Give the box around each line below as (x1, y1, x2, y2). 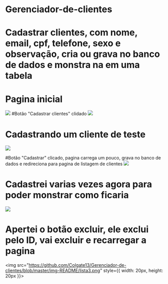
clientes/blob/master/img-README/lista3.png (5, 268, 100, 274)
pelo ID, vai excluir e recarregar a (5, 235, 147, 246)
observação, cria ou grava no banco (5, 48, 160, 60)
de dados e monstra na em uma (5, 59, 140, 71)
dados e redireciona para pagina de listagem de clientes (5, 161, 123, 167)
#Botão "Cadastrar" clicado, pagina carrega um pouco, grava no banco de (5, 155, 161, 161)
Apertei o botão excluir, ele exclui (5, 224, 149, 235)
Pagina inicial (5, 93, 63, 105)
